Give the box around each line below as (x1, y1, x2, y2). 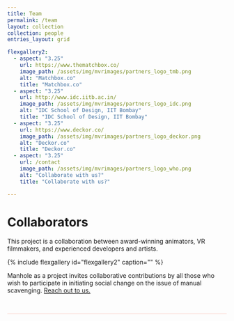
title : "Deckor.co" (19, 146, 77, 153)
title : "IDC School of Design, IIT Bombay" (19, 113, 148, 120)
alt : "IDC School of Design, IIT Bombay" (19, 107, 141, 114)
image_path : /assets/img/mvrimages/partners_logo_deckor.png (19, 133, 201, 140)
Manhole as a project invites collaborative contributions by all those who (7, 272, 214, 280)
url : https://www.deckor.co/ (19, 126, 104, 133)
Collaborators (7, 214, 88, 230)
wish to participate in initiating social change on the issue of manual (7, 279, 202, 288)
